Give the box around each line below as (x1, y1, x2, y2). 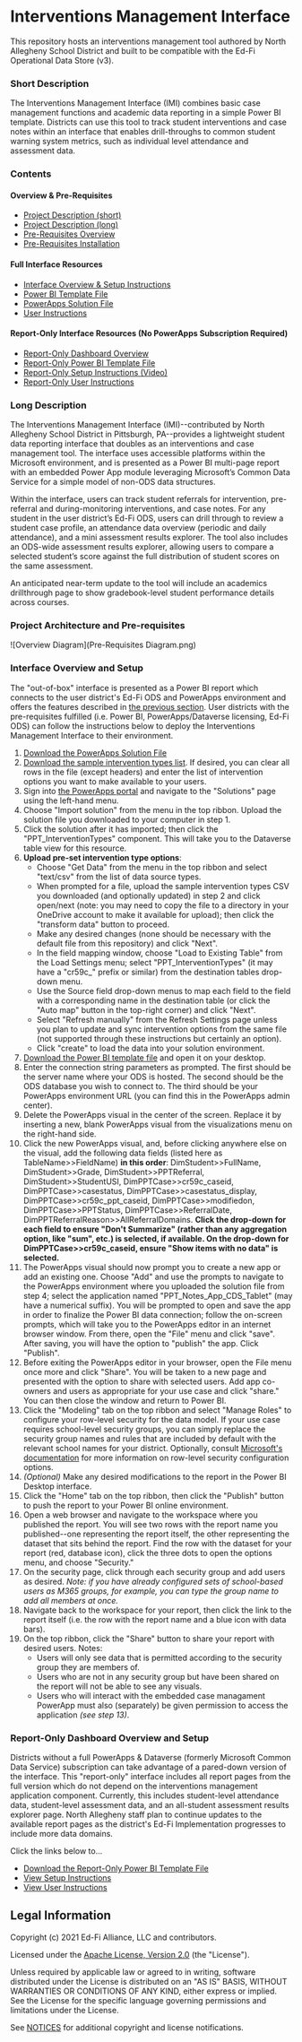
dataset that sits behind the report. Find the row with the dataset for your (22, 1537, 292, 1548)
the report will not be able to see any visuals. (36, 1681, 203, 1692)
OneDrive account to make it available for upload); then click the (36, 909, 274, 920)
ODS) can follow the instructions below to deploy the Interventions (10, 720, 255, 731)
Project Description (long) (22, 220, 119, 230)
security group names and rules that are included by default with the (22, 1432, 277, 1444)
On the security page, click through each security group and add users (22, 1566, 286, 1577)
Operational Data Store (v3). (10, 55, 115, 65)
